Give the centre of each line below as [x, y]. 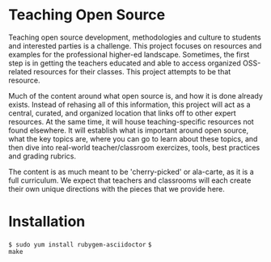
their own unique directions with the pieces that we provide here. [116, 188]
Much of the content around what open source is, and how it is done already [135, 95]
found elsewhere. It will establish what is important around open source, [129, 130]
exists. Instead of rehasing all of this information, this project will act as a [129, 104]
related [20, 71]
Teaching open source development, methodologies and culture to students [135, 37]
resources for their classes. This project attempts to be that [132, 71]
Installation [47, 222]
